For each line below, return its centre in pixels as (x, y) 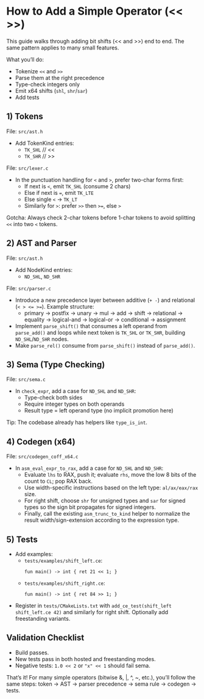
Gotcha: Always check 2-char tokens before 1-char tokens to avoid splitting (101, 218)
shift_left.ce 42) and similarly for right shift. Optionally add (92, 612)
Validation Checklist (45, 638)
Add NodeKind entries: (44, 269)
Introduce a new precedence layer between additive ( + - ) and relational (105, 300)
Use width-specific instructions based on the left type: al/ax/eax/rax (111, 488)
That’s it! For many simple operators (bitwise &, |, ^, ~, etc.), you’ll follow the (101, 677)
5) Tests (22, 539)
